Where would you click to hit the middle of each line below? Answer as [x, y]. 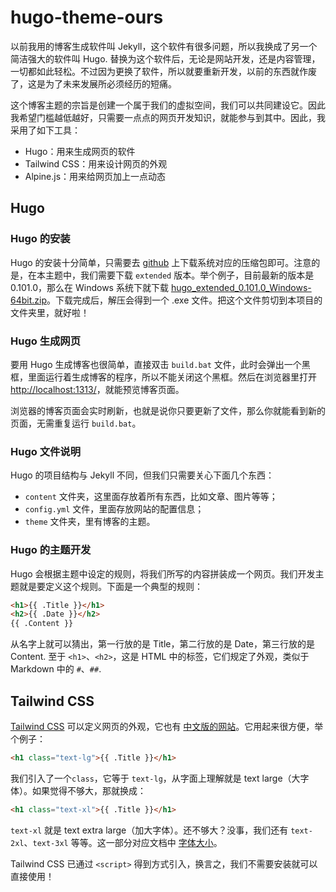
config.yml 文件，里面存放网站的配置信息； [114, 509]
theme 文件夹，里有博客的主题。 [90, 522]
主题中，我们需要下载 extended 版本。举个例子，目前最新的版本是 [179, 275]
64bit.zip [28, 300]
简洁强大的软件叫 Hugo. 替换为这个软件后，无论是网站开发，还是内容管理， [165, 58]
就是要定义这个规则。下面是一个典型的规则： [110, 586]
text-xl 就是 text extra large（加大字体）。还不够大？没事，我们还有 [149, 830]
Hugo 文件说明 [46, 451]
